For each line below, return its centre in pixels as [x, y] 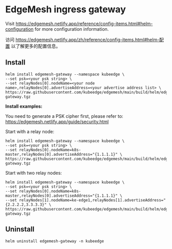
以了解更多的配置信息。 [36, 46]
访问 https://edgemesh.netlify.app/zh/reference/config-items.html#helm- [82, 39]
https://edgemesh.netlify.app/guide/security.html [57, 121]
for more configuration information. [72, 29]
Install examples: [24, 106]
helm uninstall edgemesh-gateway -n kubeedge [55, 241]
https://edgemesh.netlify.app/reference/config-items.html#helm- [84, 24]
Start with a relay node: [30, 131]
